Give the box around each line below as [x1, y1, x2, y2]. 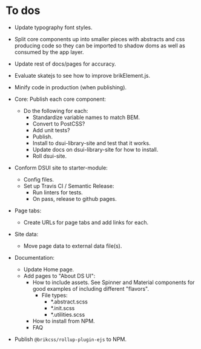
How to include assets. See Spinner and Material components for [32, 279, 195, 286]
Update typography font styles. [14, 24, 93, 31]
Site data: [14, 230, 39, 237]
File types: [41, 291, 68, 299]
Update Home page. [23, 265, 74, 273]
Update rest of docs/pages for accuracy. [14, 60, 116, 67]
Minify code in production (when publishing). [14, 83, 127, 91]
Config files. [23, 175, 54, 183]
